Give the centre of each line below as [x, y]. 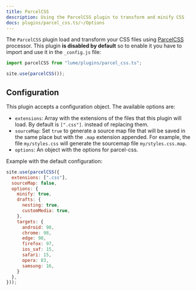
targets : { [30, 222]
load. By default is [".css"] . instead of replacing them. [82, 124]
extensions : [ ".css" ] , [39, 178]
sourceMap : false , [34, 183]
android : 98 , [38, 227]
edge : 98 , [34, 238]
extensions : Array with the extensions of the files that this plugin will [98, 118]
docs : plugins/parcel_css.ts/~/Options [56, 23]
